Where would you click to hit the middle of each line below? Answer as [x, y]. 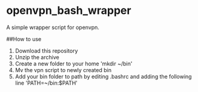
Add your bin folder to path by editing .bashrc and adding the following [103, 76]
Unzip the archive [37, 57]
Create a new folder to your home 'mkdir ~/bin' [74, 64]
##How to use [24, 39]
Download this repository [46, 51]
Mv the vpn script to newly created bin [63, 70]
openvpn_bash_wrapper [69, 11]
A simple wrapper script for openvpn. [53, 27]
